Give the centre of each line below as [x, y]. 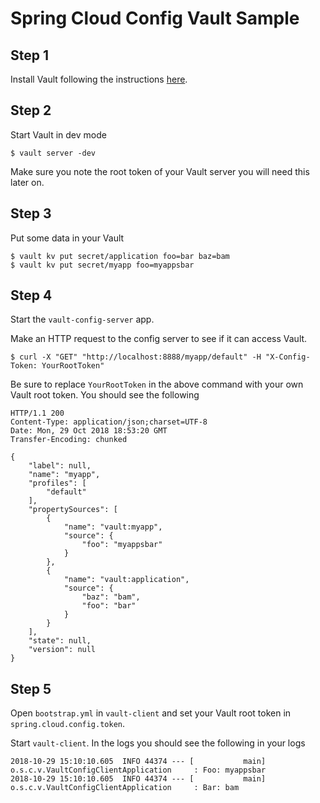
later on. [27, 182]
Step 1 [30, 55]
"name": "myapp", [64, 475]
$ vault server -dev [53, 153]
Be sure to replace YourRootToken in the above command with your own [157, 384]
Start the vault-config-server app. [82, 319]
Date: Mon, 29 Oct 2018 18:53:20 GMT [89, 431]
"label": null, [60, 466]
